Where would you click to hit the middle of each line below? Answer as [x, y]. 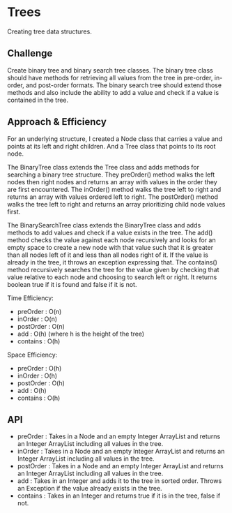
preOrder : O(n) [39, 311]
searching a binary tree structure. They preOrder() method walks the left [111, 174]
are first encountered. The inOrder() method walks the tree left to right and [114, 189]
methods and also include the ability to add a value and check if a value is [113, 92]
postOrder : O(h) [41, 383]
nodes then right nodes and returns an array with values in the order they [112, 181]
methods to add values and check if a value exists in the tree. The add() [110, 232]
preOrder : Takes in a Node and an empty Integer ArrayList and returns [119, 436]
